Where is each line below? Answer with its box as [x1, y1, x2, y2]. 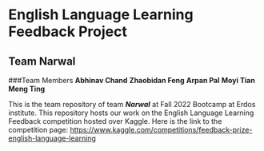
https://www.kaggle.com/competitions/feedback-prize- [70, 125, 253, 134]
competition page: [8, 125, 69, 134]
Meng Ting [8, 84, 46, 93]
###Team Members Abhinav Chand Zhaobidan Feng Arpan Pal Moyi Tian [8, 76, 256, 85]
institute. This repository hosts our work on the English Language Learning [8, 108, 254, 117]
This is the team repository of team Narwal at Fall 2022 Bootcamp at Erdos [8, 100, 256, 109]
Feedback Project [8, 22, 128, 41]
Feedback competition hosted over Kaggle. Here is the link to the [8, 117, 222, 125]
